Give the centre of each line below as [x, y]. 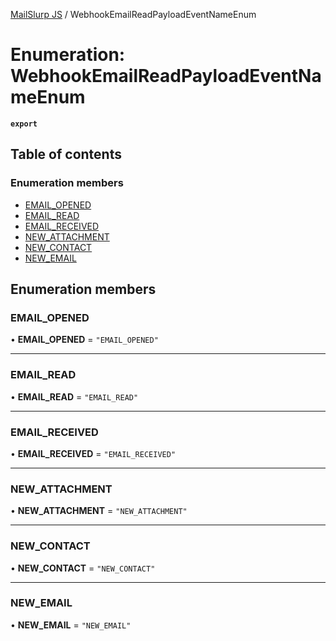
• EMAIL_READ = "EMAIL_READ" [74, 396]
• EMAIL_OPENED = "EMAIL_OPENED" [84, 340]
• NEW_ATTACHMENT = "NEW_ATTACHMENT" [99, 511]
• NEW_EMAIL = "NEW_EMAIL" [71, 625]
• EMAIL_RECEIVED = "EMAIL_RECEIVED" [93, 453]
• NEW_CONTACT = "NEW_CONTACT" [83, 568]
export [24, 124]
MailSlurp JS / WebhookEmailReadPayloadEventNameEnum [133, 14]
